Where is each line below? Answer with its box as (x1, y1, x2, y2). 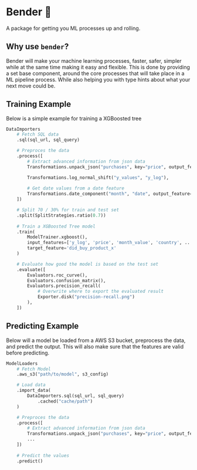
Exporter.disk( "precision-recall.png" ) (37, 294, 135, 300)
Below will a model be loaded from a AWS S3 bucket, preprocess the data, (6, 337, 186, 344)
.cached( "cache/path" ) (37, 398, 93, 404)
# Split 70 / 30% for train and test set (16, 207, 119, 213)
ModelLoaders (6, 360, 38, 366)
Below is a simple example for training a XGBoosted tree (6, 114, 142, 122)
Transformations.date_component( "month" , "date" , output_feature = (27, 191, 193, 197)
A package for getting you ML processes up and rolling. (6, 25, 141, 32)
